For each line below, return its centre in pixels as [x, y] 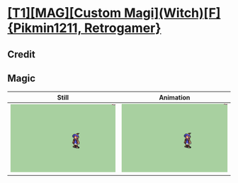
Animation [175, 97]
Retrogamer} [123, 28]
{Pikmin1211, [44, 28]
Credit [21, 54]
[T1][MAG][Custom [64, 13]
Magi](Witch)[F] [172, 13]
